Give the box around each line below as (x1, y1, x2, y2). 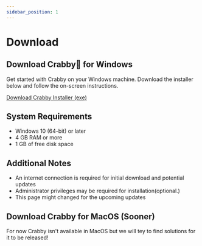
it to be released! (6, 234, 49, 241)
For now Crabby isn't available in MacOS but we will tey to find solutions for (6, 228, 196, 235)
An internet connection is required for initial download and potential (15, 174, 184, 181)
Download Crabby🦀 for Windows (6, 59, 133, 70)
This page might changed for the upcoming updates (15, 194, 146, 201)
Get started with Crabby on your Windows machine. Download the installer (6, 76, 193, 83)
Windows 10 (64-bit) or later (15, 127, 86, 135)
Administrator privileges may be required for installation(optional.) (15, 187, 181, 195)
